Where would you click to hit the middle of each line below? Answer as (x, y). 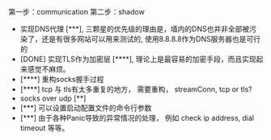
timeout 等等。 (44, 128)
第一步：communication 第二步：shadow (77, 12)
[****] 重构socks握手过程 (62, 79)
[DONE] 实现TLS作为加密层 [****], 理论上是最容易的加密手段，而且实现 (138, 59)
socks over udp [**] (53, 98)
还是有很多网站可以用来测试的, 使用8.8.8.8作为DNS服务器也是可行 (151, 39)
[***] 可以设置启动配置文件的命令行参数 (86, 108)
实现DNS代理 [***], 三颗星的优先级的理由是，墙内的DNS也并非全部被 (135, 29)
